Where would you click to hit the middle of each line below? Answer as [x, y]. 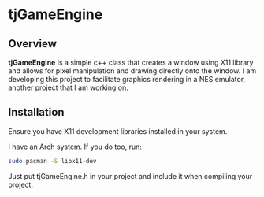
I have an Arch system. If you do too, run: [75, 147]
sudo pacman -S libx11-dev [52, 161]
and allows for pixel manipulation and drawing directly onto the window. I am [132, 71]
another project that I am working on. [68, 87]
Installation [36, 112]
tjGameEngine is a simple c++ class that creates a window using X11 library [131, 62]
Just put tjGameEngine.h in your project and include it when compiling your [130, 176]
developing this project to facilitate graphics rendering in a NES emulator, [127, 79]
